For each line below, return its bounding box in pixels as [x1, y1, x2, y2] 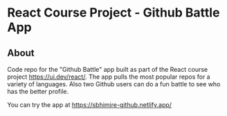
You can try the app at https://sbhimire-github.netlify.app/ [7, 101, 172, 108]
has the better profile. [7, 88, 69, 95]
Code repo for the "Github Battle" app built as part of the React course [7, 66, 208, 73]
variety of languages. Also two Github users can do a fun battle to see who [7, 80, 221, 88]
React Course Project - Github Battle [7, 5, 220, 21]
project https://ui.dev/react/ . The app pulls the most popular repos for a [7, 72, 210, 81]
